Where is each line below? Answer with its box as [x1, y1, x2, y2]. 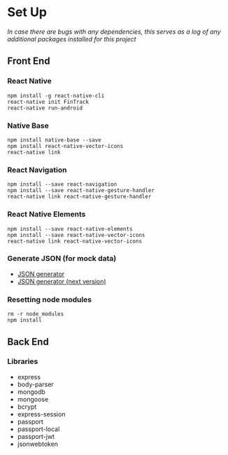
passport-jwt [17, 432, 55, 440]
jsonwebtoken [17, 440, 58, 448]
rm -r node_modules [7, 311, 64, 318]
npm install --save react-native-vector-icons [7, 231, 145, 238]
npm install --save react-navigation [7, 181, 117, 188]
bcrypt [17, 402, 37, 411]
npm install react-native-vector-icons [7, 142, 124, 149]
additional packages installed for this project [7, 34, 136, 43]
